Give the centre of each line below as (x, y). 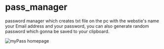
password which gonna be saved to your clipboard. (57, 31)
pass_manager (36, 7)
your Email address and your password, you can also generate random (77, 26)
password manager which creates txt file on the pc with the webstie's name (82, 21)
